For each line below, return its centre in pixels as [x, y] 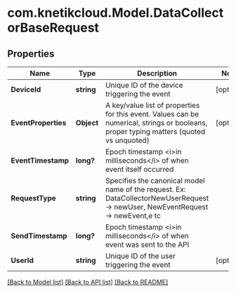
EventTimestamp [40, 161]
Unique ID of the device [144, 85]
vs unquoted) [127, 140]
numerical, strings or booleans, [156, 123]
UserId [22, 260]
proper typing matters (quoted [155, 131]
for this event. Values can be [152, 114]
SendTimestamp [39, 236]
